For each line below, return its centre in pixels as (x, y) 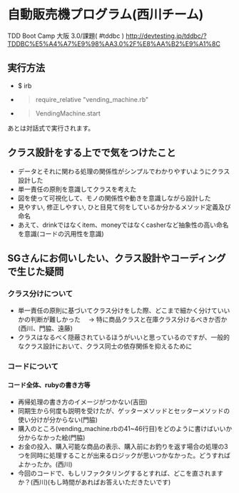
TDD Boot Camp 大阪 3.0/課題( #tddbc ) (66, 36)
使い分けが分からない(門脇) (58, 420)
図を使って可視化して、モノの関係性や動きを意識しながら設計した (114, 198)
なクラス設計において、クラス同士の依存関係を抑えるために (105, 346)
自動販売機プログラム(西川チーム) (106, 15)
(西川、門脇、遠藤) (45, 328)
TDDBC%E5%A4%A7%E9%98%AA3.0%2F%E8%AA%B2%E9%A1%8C (114, 44)
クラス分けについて (40, 293)
